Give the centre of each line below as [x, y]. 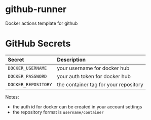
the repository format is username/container [58, 112]
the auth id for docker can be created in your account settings [77, 106]
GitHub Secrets [38, 44]
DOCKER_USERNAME [27, 68]
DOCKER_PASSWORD [27, 76]
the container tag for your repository [100, 84]
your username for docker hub [93, 68]
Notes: [12, 97]
